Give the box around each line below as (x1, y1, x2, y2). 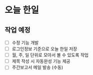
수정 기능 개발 (11, 40, 39, 45)
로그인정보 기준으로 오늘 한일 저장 (11, 46, 78, 52)
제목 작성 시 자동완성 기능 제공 (11, 58, 71, 64)
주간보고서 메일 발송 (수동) (11, 65, 63, 71)
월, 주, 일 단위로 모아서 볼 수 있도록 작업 (11, 52, 89, 58)
